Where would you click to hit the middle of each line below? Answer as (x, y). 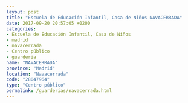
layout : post (23, 12)
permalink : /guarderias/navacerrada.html (59, 91)
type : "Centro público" (36, 85)
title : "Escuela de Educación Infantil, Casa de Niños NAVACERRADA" (94, 18)
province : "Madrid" (31, 68)
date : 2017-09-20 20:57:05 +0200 (48, 23)
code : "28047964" (28, 79)
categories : (21, 29)
